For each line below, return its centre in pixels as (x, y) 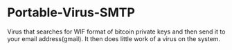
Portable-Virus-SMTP (71, 13)
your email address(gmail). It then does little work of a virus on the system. (114, 38)
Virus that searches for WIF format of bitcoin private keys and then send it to (116, 32)
